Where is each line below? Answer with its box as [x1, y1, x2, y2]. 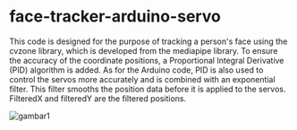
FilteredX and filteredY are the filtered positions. [9, 92, 186, 104]
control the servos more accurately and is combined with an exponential [9, 74, 276, 84]
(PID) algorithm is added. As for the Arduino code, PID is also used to [9, 65, 264, 75]
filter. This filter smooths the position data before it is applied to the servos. [9, 83, 286, 94]
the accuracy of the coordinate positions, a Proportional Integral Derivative [9, 55, 284, 65]
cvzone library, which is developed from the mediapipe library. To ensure [9, 45, 278, 56]
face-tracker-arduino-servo [9, 6, 221, 27]
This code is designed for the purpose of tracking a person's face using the [9, 36, 288, 47]
